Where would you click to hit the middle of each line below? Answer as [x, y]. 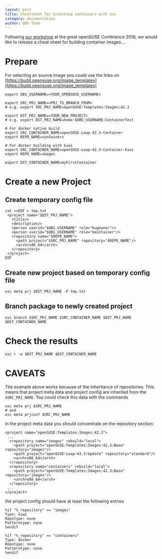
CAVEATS [25, 373]
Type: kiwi [16, 514]
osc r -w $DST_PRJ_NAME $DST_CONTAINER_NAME [51, 354]
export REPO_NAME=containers [35, 137]
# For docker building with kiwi [39, 146]
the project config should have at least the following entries [64, 501]
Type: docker [18, 540]
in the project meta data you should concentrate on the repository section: [80, 423]
